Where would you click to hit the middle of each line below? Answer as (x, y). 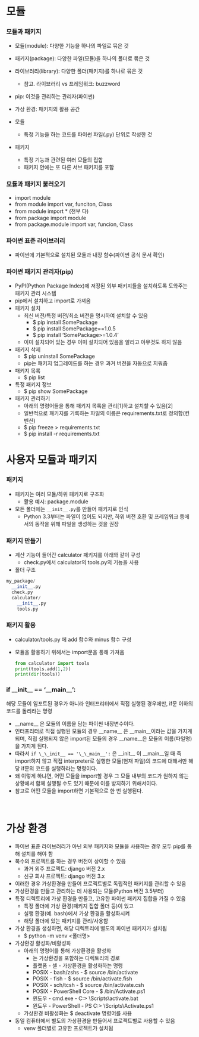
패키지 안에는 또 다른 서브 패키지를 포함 (69, 168)
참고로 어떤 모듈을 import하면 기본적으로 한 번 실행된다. (79, 791)
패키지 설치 (28, 308)
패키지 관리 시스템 (35, 293)
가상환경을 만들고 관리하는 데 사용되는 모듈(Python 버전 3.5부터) (89, 891)
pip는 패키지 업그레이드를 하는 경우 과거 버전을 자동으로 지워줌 (96, 363)
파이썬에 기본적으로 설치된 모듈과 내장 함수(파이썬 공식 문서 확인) (90, 255)
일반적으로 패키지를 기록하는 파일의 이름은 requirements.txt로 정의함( (104, 413)
